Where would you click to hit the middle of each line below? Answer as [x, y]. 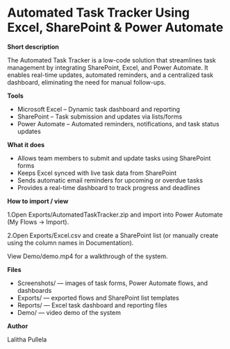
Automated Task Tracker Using [98, 13]
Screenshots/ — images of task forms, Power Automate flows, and [113, 283]
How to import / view [38, 201]
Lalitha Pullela [27, 339]
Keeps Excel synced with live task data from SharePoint [97, 173]
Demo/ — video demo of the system [69, 312]
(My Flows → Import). [38, 222]
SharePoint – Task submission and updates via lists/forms [100, 117]
